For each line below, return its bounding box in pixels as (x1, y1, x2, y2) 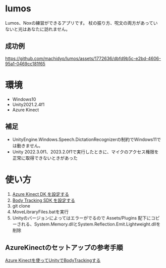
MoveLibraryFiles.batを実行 (12, 209, 69, 215)
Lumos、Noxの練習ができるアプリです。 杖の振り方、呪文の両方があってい (5, 20, 158, 26)
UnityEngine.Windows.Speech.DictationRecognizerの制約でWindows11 (12, 136, 157, 142)
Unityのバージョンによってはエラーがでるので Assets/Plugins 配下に (12, 215, 151, 221)
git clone (12, 203, 31, 209)
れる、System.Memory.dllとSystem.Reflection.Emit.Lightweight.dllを (21, 221, 161, 227)
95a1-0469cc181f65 (5, 60, 46, 67)
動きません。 (16, 142, 43, 148)
